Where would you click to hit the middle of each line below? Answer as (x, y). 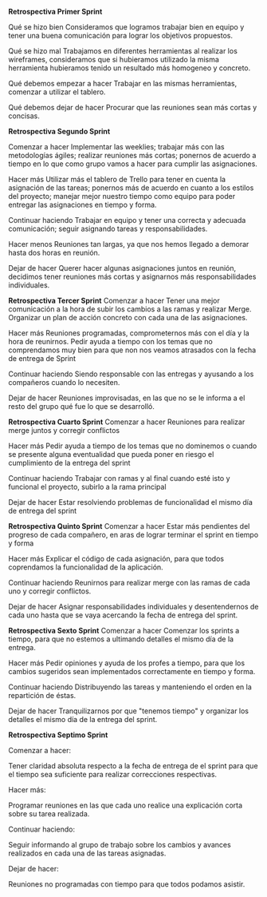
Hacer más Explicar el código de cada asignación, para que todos (116, 559)
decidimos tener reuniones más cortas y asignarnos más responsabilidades (132, 276)
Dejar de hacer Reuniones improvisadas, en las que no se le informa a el (127, 398)
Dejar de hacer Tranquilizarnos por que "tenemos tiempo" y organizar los (129, 711)
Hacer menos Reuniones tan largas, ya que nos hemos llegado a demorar (129, 244)
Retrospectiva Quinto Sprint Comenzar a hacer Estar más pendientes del (129, 526)
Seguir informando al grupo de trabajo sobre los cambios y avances (120, 845)
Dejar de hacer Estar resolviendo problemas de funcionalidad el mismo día (131, 502)
